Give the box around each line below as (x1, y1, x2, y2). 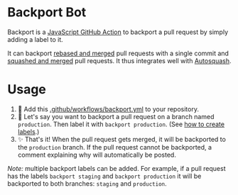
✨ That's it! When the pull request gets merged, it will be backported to (17, 135, 226, 143)
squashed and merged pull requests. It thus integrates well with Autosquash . (7, 56, 232, 65)
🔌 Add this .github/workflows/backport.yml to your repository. (17, 104, 199, 113)
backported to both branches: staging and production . (7, 179, 167, 188)
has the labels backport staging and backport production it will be (7, 172, 202, 180)
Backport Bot (7, 4, 87, 21)
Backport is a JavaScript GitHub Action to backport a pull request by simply (7, 28, 229, 36)
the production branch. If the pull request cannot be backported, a (17, 143, 212, 151)
